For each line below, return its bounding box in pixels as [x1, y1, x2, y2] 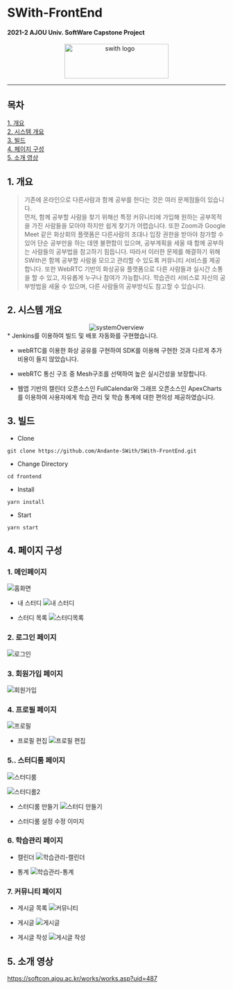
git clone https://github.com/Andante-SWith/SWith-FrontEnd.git [7, 447, 197, 455]
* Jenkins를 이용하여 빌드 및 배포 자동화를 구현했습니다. [7, 331, 158, 340]
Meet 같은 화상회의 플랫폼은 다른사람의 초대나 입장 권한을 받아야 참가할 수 [24, 230, 224, 238]
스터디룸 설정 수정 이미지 [17, 816, 85, 825]
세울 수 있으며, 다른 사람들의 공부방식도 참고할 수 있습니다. [48, 282, 206, 290]
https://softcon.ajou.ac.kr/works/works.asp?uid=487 [7, 974, 158, 982]
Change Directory [17, 460, 69, 468]
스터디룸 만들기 [17, 802, 59, 810]
